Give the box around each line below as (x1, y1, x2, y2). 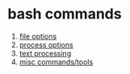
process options (19, 39, 73, 49)
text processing (19, 48, 72, 58)
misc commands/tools (19, 57, 94, 67)
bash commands (7, 5, 122, 23)
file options (19, 31, 57, 41)
